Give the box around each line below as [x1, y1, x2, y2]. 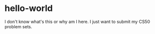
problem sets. [4, 23, 32, 29]
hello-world [4, 3, 53, 14]
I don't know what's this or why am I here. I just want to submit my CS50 [4, 19, 150, 24]
